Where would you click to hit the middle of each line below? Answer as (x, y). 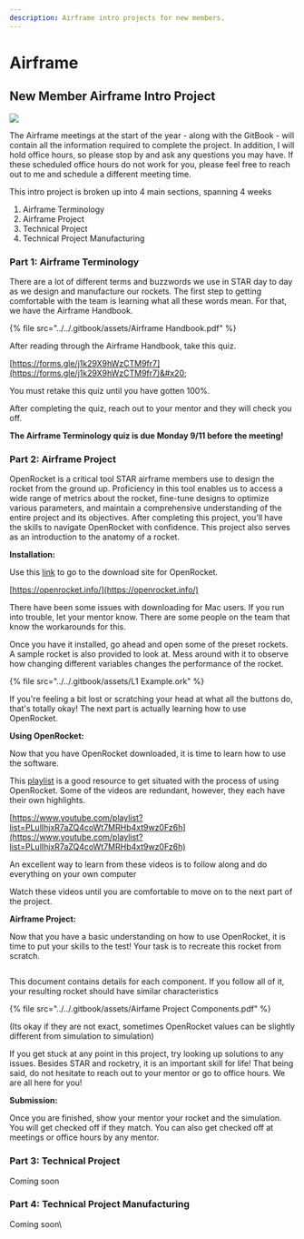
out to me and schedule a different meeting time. (101, 174)
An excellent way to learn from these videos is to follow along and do (138, 864)
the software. (34, 763)
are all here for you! (46, 1083)
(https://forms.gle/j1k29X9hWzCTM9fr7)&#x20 (97, 373)
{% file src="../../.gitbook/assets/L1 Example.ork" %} (107, 681)
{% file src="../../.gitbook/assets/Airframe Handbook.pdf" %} (123, 327)
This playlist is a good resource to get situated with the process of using (144, 781)
